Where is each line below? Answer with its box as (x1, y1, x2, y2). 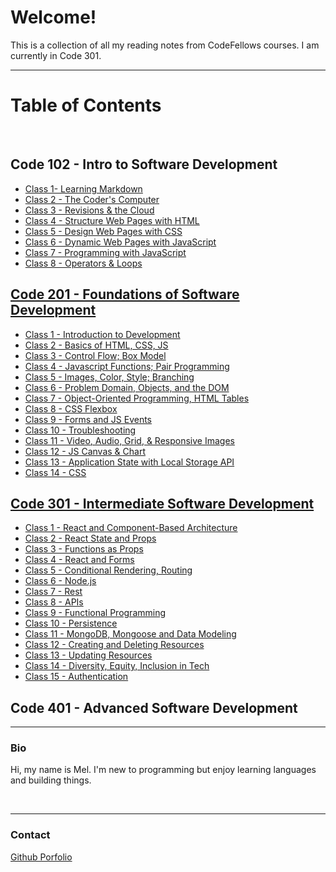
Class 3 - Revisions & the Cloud (24, 204, 155, 216)
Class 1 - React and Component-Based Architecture (24, 522, 238, 534)
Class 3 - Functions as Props (24, 543, 144, 555)
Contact (10, 828, 51, 842)
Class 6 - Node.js (24, 575, 97, 587)
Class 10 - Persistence (24, 617, 118, 630)
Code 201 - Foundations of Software (10, 286, 240, 303)
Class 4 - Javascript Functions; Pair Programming (24, 360, 230, 372)
